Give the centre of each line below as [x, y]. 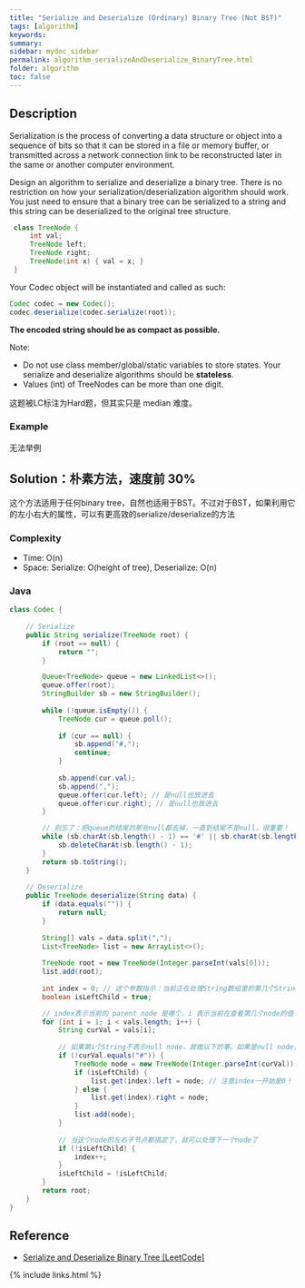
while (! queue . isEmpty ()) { [95, 710]
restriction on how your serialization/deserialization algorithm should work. [149, 192]
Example [29, 427]
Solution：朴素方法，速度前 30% [103, 479]
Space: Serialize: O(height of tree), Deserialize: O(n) [120, 567]
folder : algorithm [44, 69]
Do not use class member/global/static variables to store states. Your [152, 365]
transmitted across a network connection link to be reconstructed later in [146, 154]
